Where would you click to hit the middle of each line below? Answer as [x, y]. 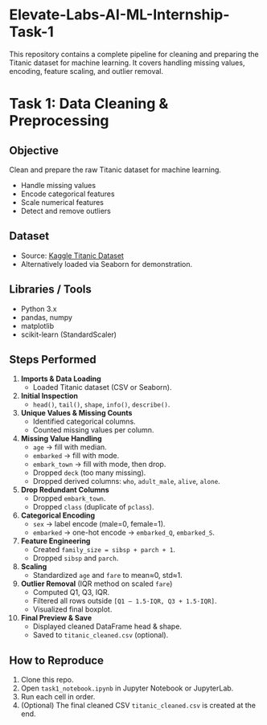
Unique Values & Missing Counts [76, 413]
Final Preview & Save [56, 618]
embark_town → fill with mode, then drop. [99, 465]
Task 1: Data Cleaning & [89, 104]
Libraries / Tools [50, 290]
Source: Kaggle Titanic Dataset [72, 256]
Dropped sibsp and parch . [76, 558]
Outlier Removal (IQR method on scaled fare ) [97, 584]
